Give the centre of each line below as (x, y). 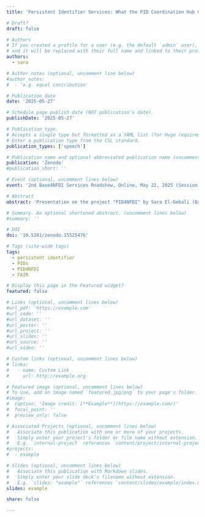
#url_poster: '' (27, 325)
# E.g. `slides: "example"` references (60, 483)
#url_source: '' (27, 342)
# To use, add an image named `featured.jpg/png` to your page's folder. (102, 392)
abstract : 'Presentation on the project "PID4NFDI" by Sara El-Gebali (98, 202)
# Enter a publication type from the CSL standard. (73, 140)
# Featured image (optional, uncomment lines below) (75, 387)
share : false (23, 499)
